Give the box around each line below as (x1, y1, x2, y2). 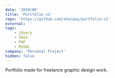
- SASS (14, 35, 28, 40)
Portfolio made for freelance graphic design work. (5, 67, 108, 73)
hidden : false (5, 53, 35, 59)
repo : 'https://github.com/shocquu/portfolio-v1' (5, 16, 111, 21)
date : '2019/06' (5, 7, 39, 12)
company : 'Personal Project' (5, 49, 66, 54)
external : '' (5, 21, 32, 26)
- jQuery (14, 30, 32, 35)
